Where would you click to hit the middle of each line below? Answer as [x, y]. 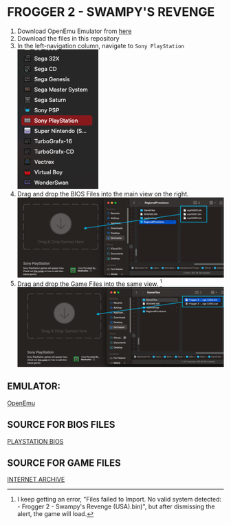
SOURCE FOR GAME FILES [64, 463]
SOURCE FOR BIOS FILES [61, 425]
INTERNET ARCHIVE [36, 480]
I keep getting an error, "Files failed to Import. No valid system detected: [119, 500]
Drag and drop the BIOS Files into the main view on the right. [103, 194]
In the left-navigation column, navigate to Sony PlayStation [100, 45]
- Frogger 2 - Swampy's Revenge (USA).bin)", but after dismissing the [116, 506]
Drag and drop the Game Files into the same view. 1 [90, 283]
